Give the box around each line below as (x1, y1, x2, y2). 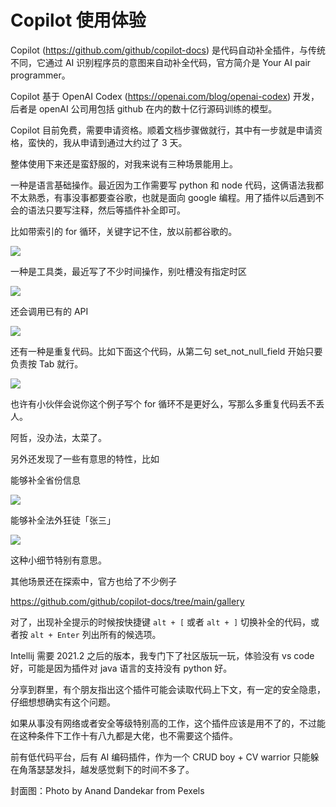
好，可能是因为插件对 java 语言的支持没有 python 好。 (10, 662, 233, 674)
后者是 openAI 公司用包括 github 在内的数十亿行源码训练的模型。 (10, 102, 278, 115)
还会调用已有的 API (10, 305, 89, 317)
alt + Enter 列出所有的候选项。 (29, 628, 162, 640)
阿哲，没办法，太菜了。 (10, 431, 107, 443)
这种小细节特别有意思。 (10, 554, 107, 566)
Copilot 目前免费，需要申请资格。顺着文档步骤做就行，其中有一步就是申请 (10, 124, 314, 136)
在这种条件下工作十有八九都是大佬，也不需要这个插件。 (10, 729, 238, 741)
